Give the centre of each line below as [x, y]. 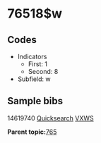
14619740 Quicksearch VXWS [50, 118]
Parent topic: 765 [32, 132]
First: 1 [38, 64]
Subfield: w [34, 79]
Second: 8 [43, 71]
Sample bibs [35, 101]
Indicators [32, 56]
